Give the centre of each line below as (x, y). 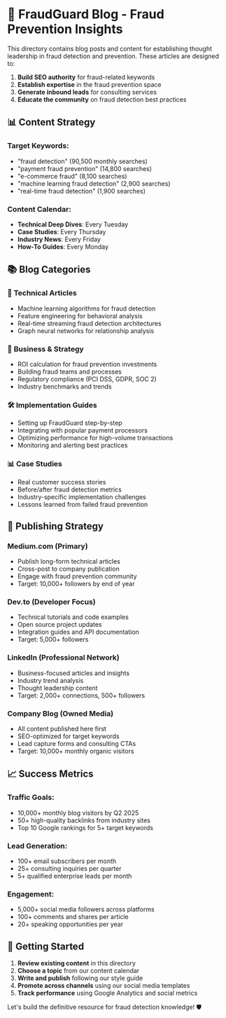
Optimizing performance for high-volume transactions (95, 438)
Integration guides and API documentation (78, 632)
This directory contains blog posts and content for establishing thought (110, 48)
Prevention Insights (65, 29)
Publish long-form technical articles (69, 562)
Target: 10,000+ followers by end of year (76, 584)
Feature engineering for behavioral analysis (80, 315)
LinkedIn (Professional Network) (64, 658)
